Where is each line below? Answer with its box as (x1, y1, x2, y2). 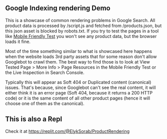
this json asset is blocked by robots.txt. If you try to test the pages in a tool (5, 27, 159, 34)
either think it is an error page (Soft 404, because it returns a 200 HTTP (5, 89, 153, 95)
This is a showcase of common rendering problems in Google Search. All (5, 17, 155, 23)
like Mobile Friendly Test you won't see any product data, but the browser (5, 33, 157, 39)
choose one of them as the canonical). (5, 100, 85, 106)
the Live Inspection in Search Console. (5, 69, 84, 75)
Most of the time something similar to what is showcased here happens (5, 48, 152, 54)
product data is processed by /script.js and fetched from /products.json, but (5, 22, 162, 28)
